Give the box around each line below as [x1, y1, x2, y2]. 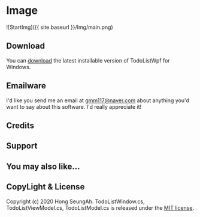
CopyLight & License [6, 182, 85, 192]
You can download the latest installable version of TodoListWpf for [6, 57, 170, 64]
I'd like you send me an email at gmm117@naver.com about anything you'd [6, 97, 190, 104]
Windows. [6, 63, 31, 70]
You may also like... [6, 161, 80, 171]
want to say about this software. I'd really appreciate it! [6, 103, 142, 110]
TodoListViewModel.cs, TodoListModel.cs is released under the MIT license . [6, 204, 195, 211]
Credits [6, 120, 35, 130]
